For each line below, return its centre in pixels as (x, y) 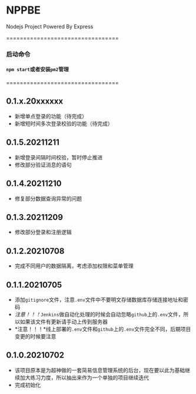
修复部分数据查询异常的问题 (48, 198)
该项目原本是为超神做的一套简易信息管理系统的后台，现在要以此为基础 (100, 370)
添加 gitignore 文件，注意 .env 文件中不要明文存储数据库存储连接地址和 (99, 299)
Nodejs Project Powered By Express (50, 26)
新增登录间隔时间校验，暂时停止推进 (59, 157)
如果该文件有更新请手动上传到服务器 (64, 322)
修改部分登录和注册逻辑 (43, 232)
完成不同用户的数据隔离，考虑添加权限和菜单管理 (74, 266)
